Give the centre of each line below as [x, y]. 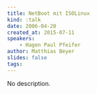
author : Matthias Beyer [41, 52]
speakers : [21, 39]
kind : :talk [24, 20]
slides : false [27, 58]
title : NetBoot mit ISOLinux [48, 13]
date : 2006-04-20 [32, 26]
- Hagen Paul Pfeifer [50, 45]
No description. [29, 83]
